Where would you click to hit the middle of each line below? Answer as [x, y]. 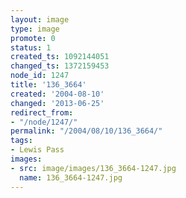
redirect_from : [42, 112]
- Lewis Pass [37, 150]
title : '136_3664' [48, 85]
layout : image [40, 19]
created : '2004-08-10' [57, 94]
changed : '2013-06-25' [57, 103]
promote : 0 [33, 38]
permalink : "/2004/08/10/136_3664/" [86, 131]
